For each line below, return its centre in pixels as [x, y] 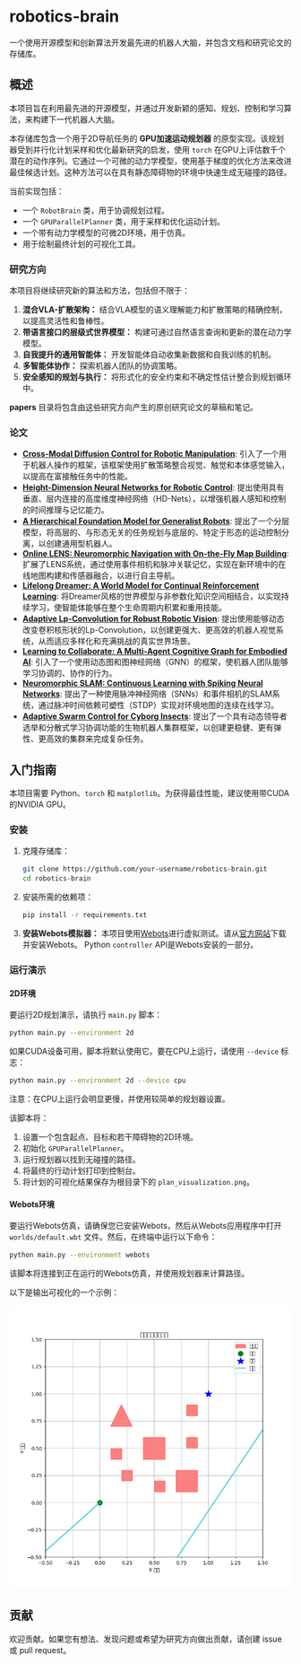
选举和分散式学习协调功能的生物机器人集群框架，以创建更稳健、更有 [148, 728]
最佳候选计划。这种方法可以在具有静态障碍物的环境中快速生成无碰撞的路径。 [150, 171]
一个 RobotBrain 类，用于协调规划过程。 [96, 210]
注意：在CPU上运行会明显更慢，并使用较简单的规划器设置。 [120, 1099]
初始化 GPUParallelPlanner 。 [75, 1148]
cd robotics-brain [56, 879]
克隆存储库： [46, 851]
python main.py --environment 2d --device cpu [98, 1081]
